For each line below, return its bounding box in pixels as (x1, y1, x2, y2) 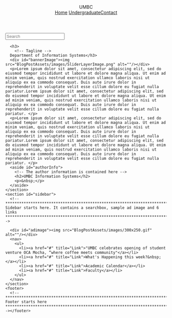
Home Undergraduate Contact (54, 9, 118, 15)
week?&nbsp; (136, 255, 161, 260)
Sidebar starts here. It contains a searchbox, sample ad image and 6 (5, 205, 159, 210)
